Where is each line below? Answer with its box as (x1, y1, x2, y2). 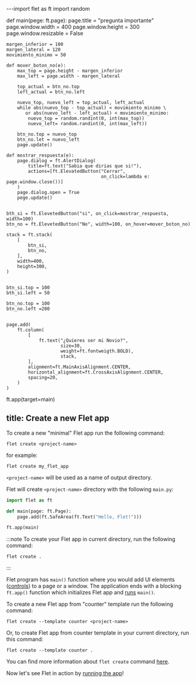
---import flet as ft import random (6, 5, 90, 12)
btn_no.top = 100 (6, 300, 50, 306)
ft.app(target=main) (6, 396, 56, 403)
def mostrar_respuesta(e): (6, 152, 74, 158)
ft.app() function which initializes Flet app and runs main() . (6, 589, 155, 596)
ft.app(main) (6, 525, 39, 531)
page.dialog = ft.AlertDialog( (17, 158, 96, 164)
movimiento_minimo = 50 (6, 52, 67, 58)
